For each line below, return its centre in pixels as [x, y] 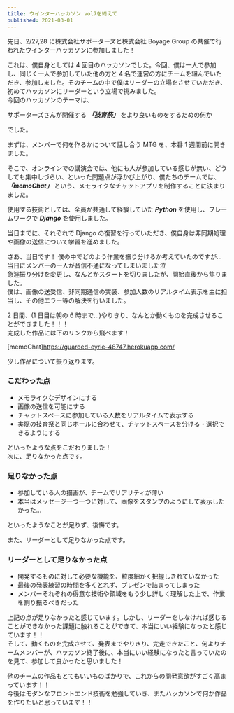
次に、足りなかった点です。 [47, 456]
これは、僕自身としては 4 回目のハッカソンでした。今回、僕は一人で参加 [112, 64]
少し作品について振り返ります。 [53, 361]
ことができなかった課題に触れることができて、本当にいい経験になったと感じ [117, 626]
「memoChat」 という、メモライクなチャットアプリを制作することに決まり [116, 186]
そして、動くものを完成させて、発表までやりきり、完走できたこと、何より [114, 644]
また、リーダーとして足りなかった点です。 [68, 540]
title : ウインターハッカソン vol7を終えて [62, 14]
